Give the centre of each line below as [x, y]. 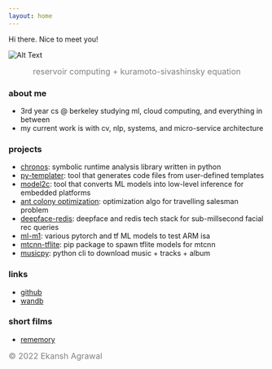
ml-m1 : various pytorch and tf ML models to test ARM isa [115, 236]
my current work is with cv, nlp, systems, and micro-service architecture [142, 128]
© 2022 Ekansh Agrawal [56, 356]
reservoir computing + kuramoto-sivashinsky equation [137, 72]
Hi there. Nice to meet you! [54, 39]
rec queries [39, 228]
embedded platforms [55, 193]
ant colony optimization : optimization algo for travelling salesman [129, 202]
